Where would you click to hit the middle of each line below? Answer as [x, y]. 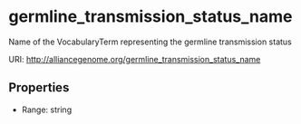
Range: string [47, 110]
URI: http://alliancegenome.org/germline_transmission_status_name [135, 59]
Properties [39, 88]
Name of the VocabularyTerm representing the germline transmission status [150, 42]
